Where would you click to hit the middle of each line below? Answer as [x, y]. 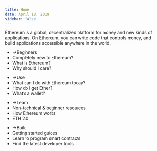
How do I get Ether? [32, 88]
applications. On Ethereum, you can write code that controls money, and [78, 38]
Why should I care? [32, 68]
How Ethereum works [34, 113]
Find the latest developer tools [43, 144]
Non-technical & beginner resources [49, 108]
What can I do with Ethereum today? [49, 83]
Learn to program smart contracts [46, 138]
